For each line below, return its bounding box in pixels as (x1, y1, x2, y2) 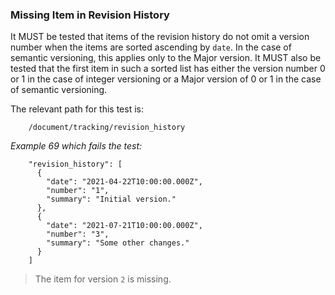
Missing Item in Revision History (10, 8, 170, 22)
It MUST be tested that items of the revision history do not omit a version (10, 31, 310, 43)
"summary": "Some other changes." (46, 238, 190, 248)
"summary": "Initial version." (46, 194, 177, 205)
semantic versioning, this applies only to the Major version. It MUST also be (10, 52, 322, 64)
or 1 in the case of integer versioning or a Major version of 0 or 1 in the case (10, 73, 322, 85)
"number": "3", (46, 229, 110, 240)
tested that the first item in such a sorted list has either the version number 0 (10, 63, 326, 75)
